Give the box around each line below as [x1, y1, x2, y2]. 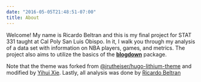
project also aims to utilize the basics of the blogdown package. [6, 50, 167, 58]
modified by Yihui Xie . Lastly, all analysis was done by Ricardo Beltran [6, 69, 181, 76]
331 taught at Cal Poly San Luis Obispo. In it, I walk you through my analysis [6, 38, 196, 45]
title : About [6, 15, 39, 21]
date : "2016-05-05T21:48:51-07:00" [6, 9, 97, 15]
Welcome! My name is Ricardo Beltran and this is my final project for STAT [6, 31, 192, 38]
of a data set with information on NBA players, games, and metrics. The [6, 44, 185, 52]
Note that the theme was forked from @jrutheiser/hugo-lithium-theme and [6, 62, 192, 70]
